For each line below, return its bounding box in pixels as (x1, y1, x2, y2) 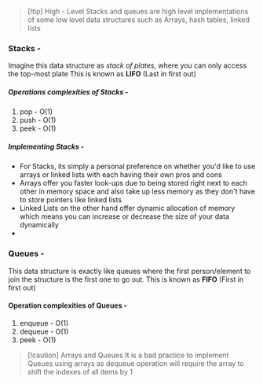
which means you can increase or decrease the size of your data (19, 212, 230, 221)
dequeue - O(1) (19, 327, 69, 336)
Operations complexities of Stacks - (8, 87, 129, 97)
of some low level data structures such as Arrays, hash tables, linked (27, 15, 250, 24)
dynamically (19, 220, 59, 230)
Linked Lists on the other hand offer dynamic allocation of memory (19, 204, 236, 213)
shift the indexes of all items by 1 (27, 367, 133, 376)
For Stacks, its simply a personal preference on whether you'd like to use (19, 161, 256, 172)
